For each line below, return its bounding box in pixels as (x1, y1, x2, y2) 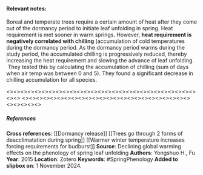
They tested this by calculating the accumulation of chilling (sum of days (7, 64, 189, 71)
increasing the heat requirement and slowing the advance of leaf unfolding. (6, 57, 195, 64)
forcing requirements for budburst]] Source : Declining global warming (6, 143, 182, 150)
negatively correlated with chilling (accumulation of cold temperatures (6, 38, 185, 45)
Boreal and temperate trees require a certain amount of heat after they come (6, 18, 198, 25)
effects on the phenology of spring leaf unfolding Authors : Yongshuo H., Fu (6, 149, 196, 157)
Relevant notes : (6, 5, 47, 12)
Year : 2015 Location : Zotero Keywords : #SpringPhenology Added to (6, 156, 179, 163)
